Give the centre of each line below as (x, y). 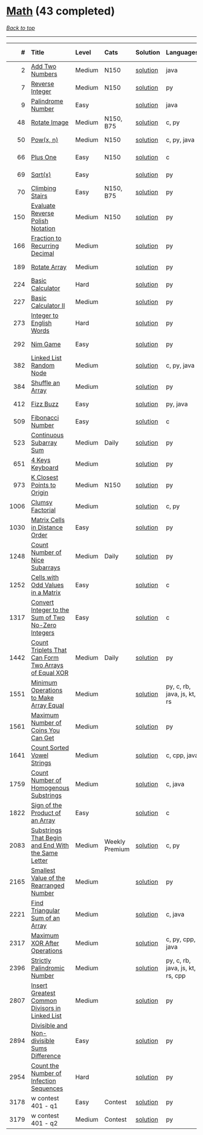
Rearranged (48, 885)
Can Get (43, 738)
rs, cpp (176, 975)
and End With (50, 845)
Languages (182, 52)
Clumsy (42, 502)
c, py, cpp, (181, 939)
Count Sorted (50, 747)
